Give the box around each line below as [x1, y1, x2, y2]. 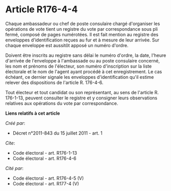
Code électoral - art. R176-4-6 [12, 155, 77, 161]
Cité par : [5, 165, 24, 171]
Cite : [5, 140, 15, 146]
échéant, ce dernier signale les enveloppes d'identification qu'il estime [5, 74, 154, 80]
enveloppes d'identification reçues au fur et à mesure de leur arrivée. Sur [5, 37, 160, 43]
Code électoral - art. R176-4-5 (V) [12, 175, 84, 181]
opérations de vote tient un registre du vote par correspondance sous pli [5, 26, 158, 32]
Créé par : [5, 120, 26, 126]
